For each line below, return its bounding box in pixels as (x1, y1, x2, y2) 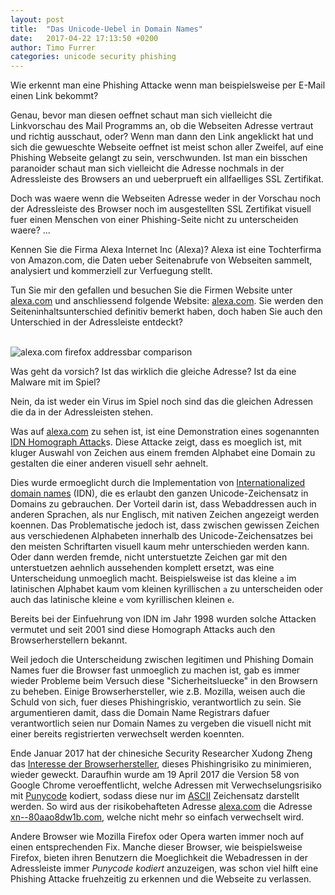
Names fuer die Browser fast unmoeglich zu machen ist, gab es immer (10, 664, 301, 676)
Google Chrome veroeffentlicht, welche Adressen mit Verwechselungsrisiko (10, 779, 322, 791)
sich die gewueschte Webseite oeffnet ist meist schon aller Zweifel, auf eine (10, 141, 324, 153)
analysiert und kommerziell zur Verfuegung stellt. (10, 265, 213, 277)
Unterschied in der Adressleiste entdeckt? (10, 316, 183, 328)
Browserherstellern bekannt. (10, 634, 128, 646)
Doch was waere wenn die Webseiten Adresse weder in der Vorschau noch (10, 192, 321, 205)
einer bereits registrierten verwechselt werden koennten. (10, 728, 245, 740)
